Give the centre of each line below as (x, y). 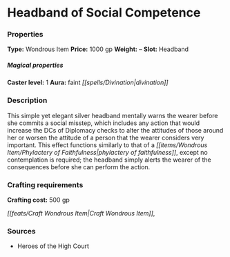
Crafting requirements (45, 184)
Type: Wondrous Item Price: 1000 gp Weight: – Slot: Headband (98, 49)
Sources (21, 231)
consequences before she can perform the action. (79, 166)
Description (27, 100)
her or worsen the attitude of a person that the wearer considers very (106, 137)
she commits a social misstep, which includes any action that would (104, 123)
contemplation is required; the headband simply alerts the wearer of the (109, 160)
